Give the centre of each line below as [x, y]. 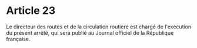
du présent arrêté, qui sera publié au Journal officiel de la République [90, 32]
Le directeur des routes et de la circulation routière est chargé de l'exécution [99, 27]
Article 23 [31, 11]
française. [18, 39]
